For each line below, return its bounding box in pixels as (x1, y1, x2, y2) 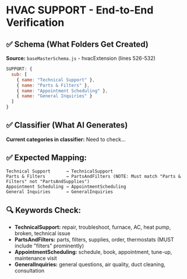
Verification (6, 16, 65, 29)
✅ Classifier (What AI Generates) (6, 120, 128, 130)
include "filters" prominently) (14, 242, 84, 249)
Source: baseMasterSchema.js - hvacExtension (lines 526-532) (6, 55, 156, 61)
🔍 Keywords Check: (6, 205, 82, 215)
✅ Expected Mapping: (6, 153, 87, 163)
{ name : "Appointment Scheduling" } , (16, 88, 108, 94)
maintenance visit (14, 255, 57, 262)
